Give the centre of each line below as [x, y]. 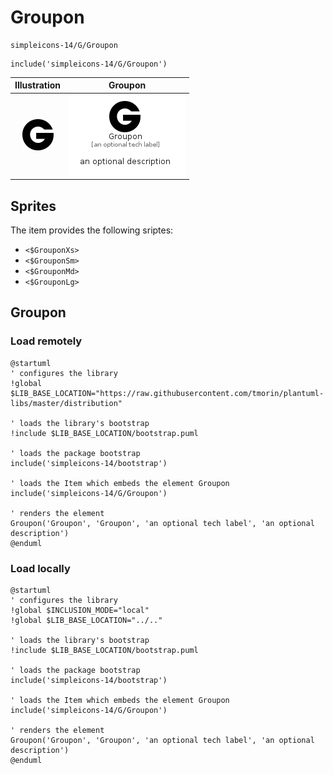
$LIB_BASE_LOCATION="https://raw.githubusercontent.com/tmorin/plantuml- [167, 393]
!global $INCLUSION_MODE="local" [80, 610]
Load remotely [46, 341]
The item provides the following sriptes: [92, 230]
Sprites [33, 206]
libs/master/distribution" [66, 403]
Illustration [38, 85]
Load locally [40, 568]
